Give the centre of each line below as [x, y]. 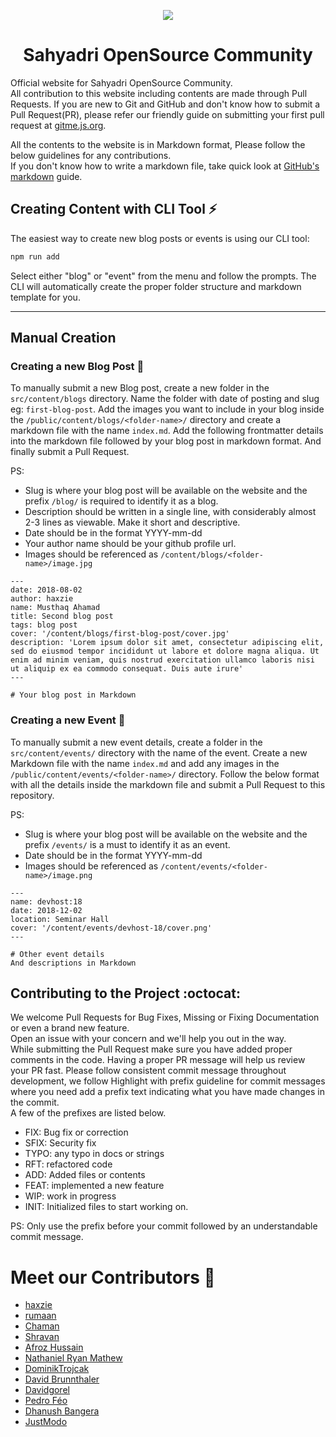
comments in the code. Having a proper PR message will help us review [158, 1060]
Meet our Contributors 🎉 [113, 1277]
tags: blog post [44, 625]
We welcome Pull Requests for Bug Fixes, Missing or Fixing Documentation [165, 1017]
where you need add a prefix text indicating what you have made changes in [168, 1092]
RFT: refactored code [68, 1164]
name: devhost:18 [46, 901]
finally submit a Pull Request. [70, 452]
